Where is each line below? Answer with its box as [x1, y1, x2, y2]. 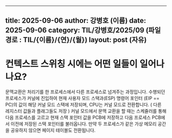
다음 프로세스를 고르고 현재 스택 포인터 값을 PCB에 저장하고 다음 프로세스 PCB [5, 114, 161, 121]
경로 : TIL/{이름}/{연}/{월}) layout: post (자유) [5, 35, 147, 44]
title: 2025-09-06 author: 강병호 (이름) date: [5, 16, 146, 25]
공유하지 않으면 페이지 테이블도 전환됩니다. [10, 127, 96, 133]
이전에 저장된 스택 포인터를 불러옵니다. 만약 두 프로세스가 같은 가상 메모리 [10, 121, 157, 127]
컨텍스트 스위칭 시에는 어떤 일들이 [5, 58, 138, 70]
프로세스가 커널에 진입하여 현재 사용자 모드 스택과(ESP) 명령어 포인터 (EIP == [5, 95, 160, 102]
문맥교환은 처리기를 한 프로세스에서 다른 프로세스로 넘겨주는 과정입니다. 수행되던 [5, 89, 165, 95]
